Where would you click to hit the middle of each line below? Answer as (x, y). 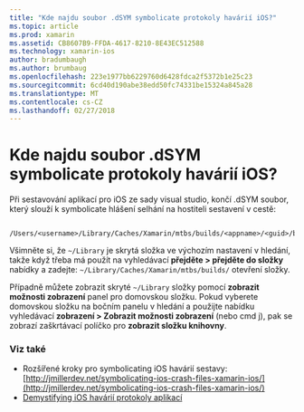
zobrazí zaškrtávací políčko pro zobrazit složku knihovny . (118, 326)
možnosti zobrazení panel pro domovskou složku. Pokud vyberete (134, 297)
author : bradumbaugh (48, 60)
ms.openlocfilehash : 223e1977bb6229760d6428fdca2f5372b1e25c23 (131, 77)
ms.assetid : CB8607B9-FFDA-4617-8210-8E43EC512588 (107, 43)
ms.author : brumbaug (48, 69)
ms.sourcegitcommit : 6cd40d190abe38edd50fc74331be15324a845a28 (131, 85)
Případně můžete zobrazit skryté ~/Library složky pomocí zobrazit (134, 287)
